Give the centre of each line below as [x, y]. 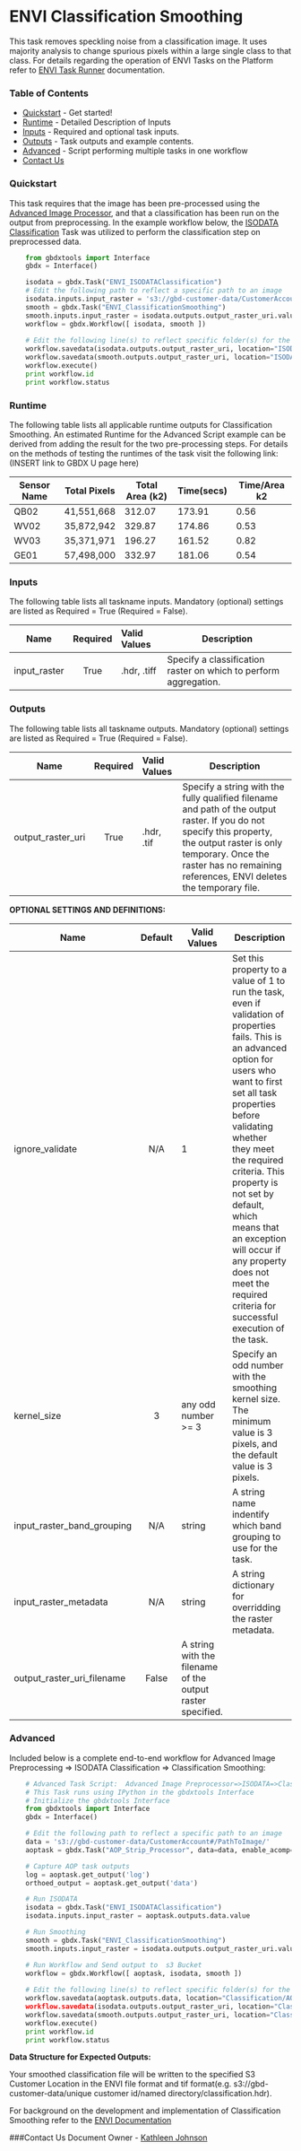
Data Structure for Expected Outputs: [80, 2057]
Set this [248, 958]
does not [250, 1272]
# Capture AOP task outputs [77, 1866]
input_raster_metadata [61, 1601]
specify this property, [228, 832]
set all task [254, 1093]
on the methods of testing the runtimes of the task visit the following [135, 453]
